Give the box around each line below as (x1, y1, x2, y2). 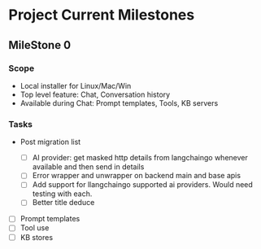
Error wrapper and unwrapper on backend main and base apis (32, 171, 241, 181)
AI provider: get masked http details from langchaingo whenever (32, 153, 248, 163)
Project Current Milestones (8, 6, 195, 24)
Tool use (20, 223, 50, 233)
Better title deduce (32, 198, 95, 207)
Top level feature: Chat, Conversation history (20, 90, 171, 99)
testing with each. (32, 189, 93, 199)
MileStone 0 (8, 38, 72, 52)
